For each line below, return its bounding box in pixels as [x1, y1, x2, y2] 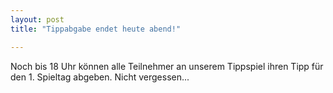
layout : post [10, 14, 65, 25]
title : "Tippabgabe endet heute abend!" [10, 24, 182, 34]
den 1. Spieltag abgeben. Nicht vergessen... [10, 71, 190, 83]
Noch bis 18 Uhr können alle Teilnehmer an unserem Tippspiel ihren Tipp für [10, 60, 324, 72]
